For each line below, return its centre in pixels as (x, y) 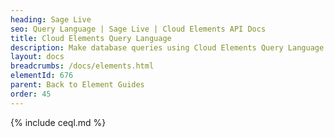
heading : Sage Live (51, 19)
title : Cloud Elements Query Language (91, 38)
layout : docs (37, 57)
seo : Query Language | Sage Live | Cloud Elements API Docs (138, 29)
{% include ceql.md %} (58, 122)
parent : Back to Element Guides (77, 85)
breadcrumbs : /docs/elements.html (82, 66)
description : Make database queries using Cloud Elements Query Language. (169, 47)
